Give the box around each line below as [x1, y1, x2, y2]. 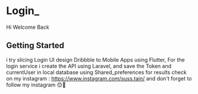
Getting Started [6, 41, 65, 51]
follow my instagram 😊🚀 [6, 81, 66, 88]
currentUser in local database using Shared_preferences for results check [6, 69, 187, 76]
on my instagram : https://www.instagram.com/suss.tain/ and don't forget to [6, 75, 192, 82]
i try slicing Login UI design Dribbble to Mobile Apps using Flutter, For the [6, 56, 185, 63]
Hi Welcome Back [6, 23, 49, 31]
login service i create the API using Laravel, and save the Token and [6, 62, 172, 69]
